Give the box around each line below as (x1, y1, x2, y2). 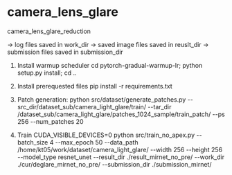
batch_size (17, 138, 48, 146)
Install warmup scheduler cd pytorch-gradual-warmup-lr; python (17, 61, 203, 69)
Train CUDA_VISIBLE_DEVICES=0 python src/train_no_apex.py (17, 131, 195, 139)
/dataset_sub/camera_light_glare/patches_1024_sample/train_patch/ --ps (17, 110, 225, 118)
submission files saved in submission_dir (7, 48, 123, 56)
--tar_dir (148, 102, 172, 111)
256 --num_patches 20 (17, 117, 84, 125)
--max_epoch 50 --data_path (55, 138, 139, 146)
